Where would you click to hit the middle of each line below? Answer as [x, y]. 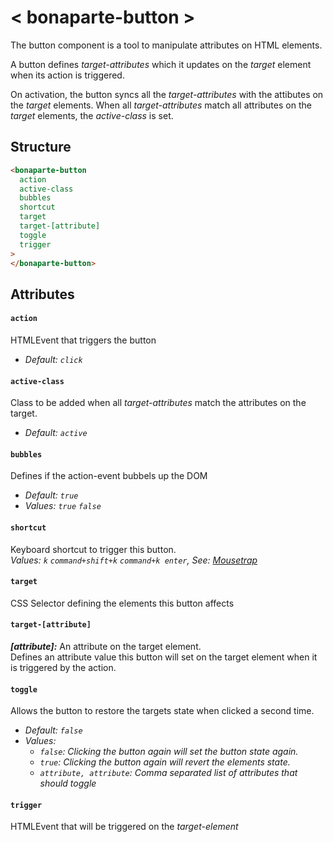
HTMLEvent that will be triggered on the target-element [124, 827]
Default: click [53, 359]
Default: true [51, 495]
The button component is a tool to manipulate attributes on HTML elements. [166, 45]
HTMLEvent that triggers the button [83, 340]
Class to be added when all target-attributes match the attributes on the [158, 403]
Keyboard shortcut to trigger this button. [93, 549]
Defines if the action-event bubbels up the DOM [109, 476]
